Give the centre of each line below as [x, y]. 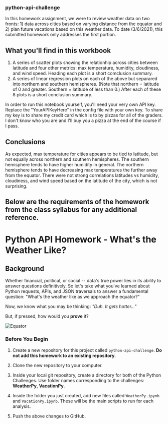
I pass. [12, 126]
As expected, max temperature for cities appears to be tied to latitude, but [81, 154]
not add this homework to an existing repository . [64, 355]
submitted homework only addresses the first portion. [61, 35]
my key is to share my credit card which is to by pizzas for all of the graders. [84, 115]
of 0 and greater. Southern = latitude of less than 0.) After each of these [87, 89]
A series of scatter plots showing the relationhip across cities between [85, 63]
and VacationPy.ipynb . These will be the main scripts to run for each [83, 401]
